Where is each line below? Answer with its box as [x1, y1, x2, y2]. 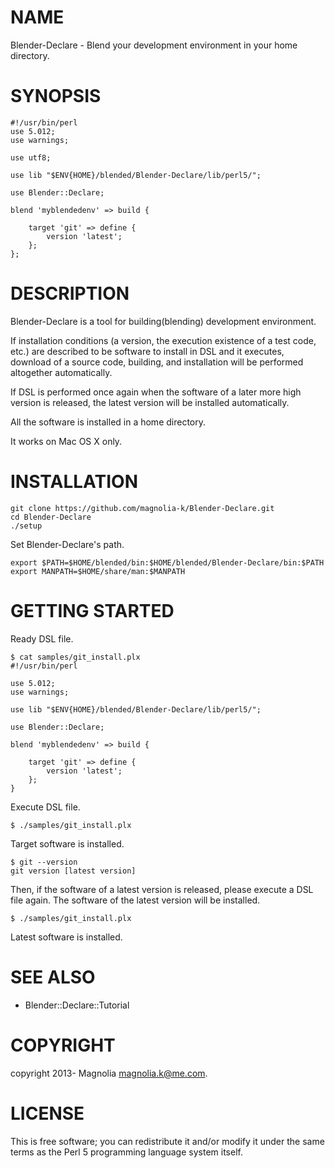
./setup [10, 521, 43, 531]
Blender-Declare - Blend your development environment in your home [10, 39, 298, 51]
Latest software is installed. [10, 931, 123, 943]
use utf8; [10, 152, 52, 163]
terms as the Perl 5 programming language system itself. [10, 1146, 243, 1158]
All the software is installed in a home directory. [10, 416, 207, 428]
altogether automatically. [10, 366, 113, 378]
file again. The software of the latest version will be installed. [10, 894, 261, 906]
